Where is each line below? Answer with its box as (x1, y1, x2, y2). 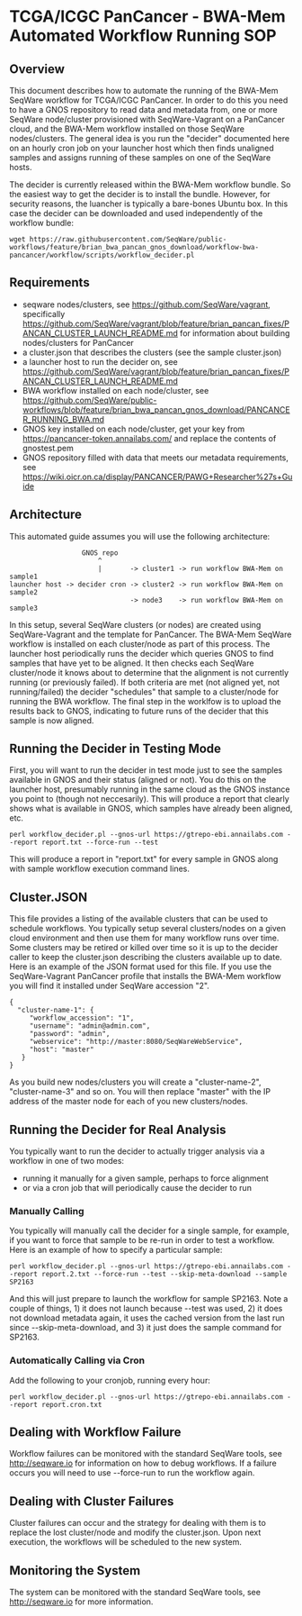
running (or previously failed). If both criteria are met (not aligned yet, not (9, 676, 280, 687)
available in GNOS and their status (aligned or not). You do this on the (9, 775, 267, 785)
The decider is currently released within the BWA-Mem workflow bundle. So (9, 179, 291, 190)
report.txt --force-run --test (41, 838, 159, 848)
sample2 (9, 587, 39, 596)
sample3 (9, 604, 39, 613)
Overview (9, 61, 66, 77)
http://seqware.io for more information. (9, 1596, 154, 1607)
